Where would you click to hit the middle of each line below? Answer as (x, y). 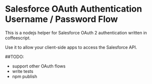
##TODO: (15, 56)
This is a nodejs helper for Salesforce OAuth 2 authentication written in (76, 33)
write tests (23, 71)
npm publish (25, 76)
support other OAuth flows (39, 66)
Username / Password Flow (62, 19)
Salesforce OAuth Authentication (74, 9)
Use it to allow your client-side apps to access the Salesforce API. (71, 47)
